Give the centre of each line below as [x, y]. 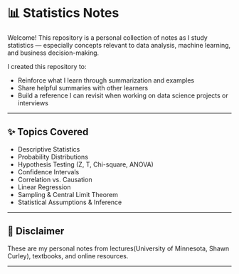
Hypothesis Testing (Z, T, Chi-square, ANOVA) [86, 164]
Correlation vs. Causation [55, 179]
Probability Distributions [53, 157]
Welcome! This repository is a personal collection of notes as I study [107, 37]
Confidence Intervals [48, 172]
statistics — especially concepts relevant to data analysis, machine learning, [119, 45]
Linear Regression [44, 187]
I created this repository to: [47, 66]
